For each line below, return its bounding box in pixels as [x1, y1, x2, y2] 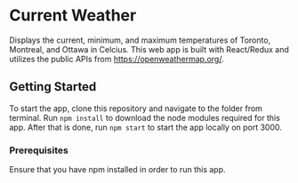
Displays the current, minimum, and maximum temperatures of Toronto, [9, 35, 271, 45]
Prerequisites [9, 144, 68, 156]
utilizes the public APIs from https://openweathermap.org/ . [9, 53, 224, 64]
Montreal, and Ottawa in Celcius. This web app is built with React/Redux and [9, 44, 289, 54]
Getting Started [9, 79, 97, 94]
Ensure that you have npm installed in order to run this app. [9, 164, 226, 175]
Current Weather [9, 5, 137, 26]
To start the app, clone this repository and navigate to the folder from [9, 103, 262, 114]
